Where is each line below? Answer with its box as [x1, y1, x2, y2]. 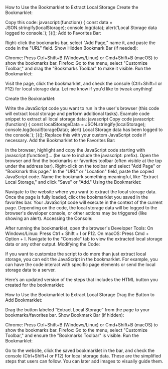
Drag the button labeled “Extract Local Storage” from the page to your [5, 307, 150, 313]
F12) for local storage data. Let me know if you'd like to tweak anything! [5, 86, 153, 92]
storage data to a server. [5, 267, 56, 273]
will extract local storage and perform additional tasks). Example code [5, 110, 150, 116]
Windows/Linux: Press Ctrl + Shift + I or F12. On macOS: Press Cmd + [5, 230, 149, 236]
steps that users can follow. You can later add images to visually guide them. [5, 358, 163, 364]
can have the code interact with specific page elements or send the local [5, 262, 155, 268]
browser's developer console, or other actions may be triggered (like [5, 210, 147, 216]
